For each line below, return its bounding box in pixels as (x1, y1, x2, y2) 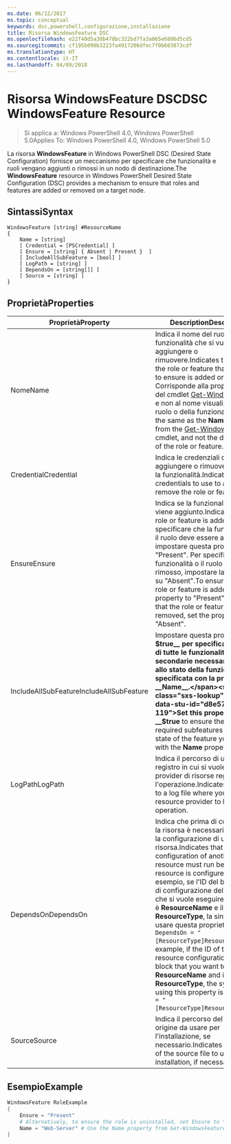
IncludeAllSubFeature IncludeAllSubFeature (10, 687, 149, 696)
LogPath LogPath (10, 780, 65, 789)
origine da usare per (155, 1023, 221, 1032)
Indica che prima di (155, 817, 217, 827)
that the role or (155, 602, 203, 611)
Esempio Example (7, 1081, 83, 1092)
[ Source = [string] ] (19, 273, 85, 279)
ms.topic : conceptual (7, 17, 69, 23)
